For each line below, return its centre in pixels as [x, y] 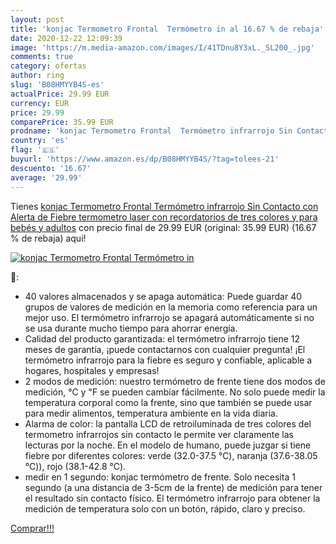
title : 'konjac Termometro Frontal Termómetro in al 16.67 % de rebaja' [167, 29]
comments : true [42, 57]
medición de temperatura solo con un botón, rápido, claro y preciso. [165, 508]
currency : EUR [40, 103]
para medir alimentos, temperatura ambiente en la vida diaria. [151, 413]
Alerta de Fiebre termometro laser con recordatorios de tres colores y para [164, 217]
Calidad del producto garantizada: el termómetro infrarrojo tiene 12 [162, 338]
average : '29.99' [46, 177]
